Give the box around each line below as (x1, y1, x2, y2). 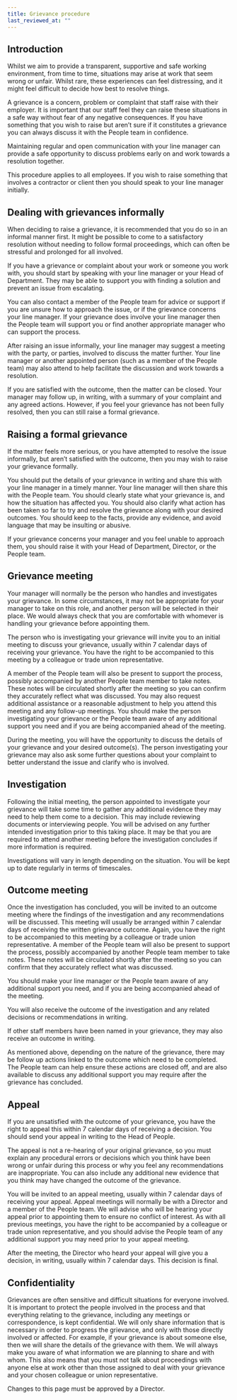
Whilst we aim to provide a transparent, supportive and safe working (7, 62, 207, 71)
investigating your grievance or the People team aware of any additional (7, 714, 217, 723)
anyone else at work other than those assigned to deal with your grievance (7, 1363, 225, 1372)
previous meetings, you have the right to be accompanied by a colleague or (7, 1220, 228, 1229)
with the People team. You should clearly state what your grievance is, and (7, 490, 225, 499)
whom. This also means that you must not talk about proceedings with (7, 1356, 212, 1364)
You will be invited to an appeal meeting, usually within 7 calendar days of (7, 1190, 223, 1198)
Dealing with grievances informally (7, 206, 165, 218)
